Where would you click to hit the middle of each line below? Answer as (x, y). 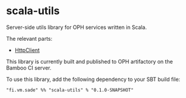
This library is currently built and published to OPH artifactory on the (89, 61)
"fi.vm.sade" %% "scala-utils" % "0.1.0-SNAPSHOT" (70, 90)
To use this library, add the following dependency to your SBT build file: (93, 79)
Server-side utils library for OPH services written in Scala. (76, 27)
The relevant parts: (29, 38)
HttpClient (27, 50)
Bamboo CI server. (29, 68)
